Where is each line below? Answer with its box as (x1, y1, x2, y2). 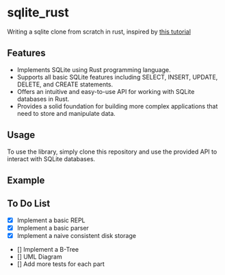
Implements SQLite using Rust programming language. (16, 65, 171, 73)
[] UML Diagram (16, 252, 63, 261)
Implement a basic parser (16, 224, 89, 232)
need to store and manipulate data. (16, 109, 116, 117)
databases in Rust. (16, 95, 70, 103)
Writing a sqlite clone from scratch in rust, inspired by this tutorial (7, 27, 191, 36)
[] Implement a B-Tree (16, 245, 79, 253)
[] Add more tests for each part (16, 259, 105, 268)
